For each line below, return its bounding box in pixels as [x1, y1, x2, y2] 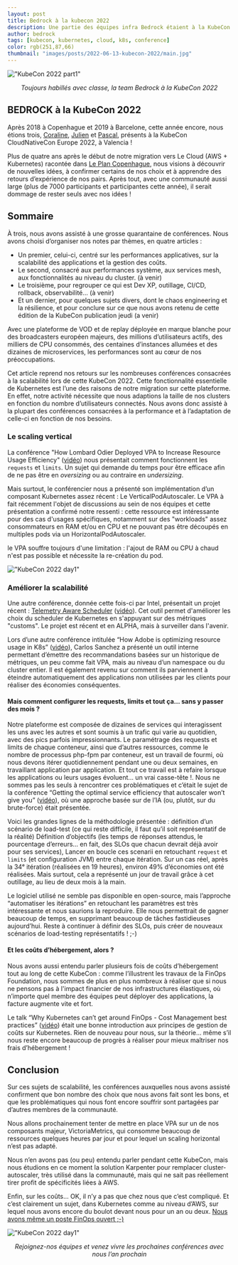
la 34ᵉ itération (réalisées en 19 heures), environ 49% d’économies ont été [7, 862, 225, 872]
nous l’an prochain [92, 1250, 147, 1259]
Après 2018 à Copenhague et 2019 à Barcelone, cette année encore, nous [7, 122, 224, 132]
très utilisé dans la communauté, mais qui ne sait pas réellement [41, 1171, 229, 1180]
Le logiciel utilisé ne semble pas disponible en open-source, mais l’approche [7, 891, 231, 900]
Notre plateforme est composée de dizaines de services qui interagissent [7, 720, 222, 729]
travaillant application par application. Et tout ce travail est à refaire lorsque [7, 766, 227, 774]
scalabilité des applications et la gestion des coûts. [17, 258, 167, 267]
